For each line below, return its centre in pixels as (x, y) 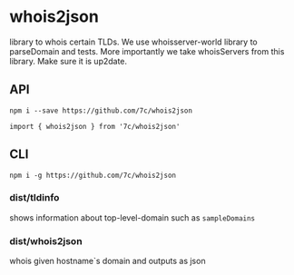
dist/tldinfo (34, 198)
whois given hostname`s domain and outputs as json (108, 261)
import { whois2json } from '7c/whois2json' (95, 126)
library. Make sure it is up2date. (69, 61)
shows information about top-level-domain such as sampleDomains (132, 217)
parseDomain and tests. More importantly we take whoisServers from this (147, 51)
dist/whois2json (46, 241)
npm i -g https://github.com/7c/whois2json (93, 175)
